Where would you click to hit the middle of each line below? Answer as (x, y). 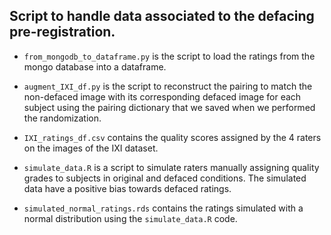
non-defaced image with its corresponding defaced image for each (162, 96)
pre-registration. (62, 32)
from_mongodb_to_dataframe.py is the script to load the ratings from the (169, 56)
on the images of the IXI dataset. (91, 148)
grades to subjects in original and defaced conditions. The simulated (165, 178)
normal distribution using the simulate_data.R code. (130, 218)
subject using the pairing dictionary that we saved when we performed (169, 107)
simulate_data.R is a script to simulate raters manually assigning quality (171, 167)
